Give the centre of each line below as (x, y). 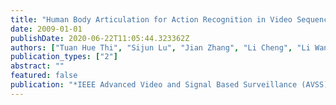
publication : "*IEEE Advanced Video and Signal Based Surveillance (154, 85)
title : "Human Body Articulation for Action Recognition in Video (151, 19)
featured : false (44, 76)
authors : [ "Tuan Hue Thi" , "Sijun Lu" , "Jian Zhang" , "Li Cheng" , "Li (160, 47)
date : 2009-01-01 (46, 29)
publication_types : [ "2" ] (64, 57)
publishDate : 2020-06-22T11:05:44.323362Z (100, 38)
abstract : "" (37, 66)
